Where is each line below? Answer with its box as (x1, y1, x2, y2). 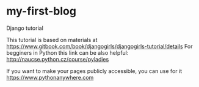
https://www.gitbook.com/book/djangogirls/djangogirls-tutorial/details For (6, 43, 193, 50)
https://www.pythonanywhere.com (6, 74, 94, 81)
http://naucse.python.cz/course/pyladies (6, 55, 109, 63)
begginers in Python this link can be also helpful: (6, 49, 129, 56)
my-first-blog (6, 4, 76, 18)
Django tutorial (6, 24, 44, 32)
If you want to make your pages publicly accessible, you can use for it (6, 67, 182, 74)
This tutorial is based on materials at (6, 36, 98, 43)
